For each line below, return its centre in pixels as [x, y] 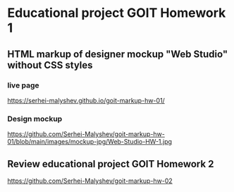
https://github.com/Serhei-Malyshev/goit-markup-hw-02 [90, 181]
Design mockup [35, 119]
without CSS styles [50, 65]
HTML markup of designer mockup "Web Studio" [118, 54]
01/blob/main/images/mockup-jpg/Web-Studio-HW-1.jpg [90, 142]
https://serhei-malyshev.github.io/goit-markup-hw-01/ [86, 100]
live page [24, 85]
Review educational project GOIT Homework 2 [111, 164]
